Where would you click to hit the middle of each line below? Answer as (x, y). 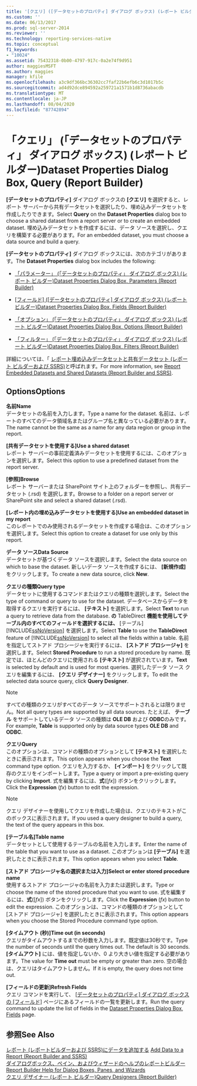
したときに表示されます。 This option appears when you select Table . (95, 859)
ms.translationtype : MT (35, 93)
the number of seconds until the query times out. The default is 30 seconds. (98, 947)
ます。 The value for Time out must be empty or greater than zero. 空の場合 (97, 961)
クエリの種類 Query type (36, 586)
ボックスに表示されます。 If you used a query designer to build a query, (96, 818)
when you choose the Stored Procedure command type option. (82, 921)
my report (18, 519)
